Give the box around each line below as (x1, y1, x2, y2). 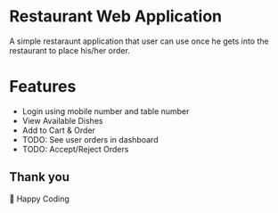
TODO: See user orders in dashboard (21, 134, 159, 144)
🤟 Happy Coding (9, 193, 69, 204)
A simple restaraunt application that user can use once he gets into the (9, 36, 269, 46)
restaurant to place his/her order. (9, 45, 131, 55)
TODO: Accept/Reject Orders (21, 143, 129, 154)
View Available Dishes (21, 115, 103, 126)
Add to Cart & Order (21, 125, 96, 135)
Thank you (9, 169, 69, 184)
